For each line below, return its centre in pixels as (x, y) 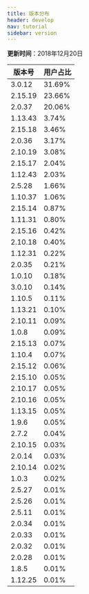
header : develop (30, 20)
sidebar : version (32, 33)
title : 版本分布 (28, 14)
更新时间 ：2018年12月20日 (45, 53)
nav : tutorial (28, 26)
